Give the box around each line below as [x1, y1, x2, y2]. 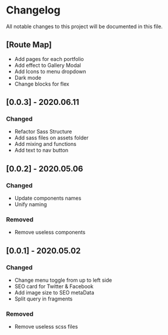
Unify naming [14, 201, 47, 208]
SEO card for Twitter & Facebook [14, 283, 94, 290]
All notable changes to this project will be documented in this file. [6, 23, 163, 30]
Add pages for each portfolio [14, 55, 84, 62]
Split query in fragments [14, 295, 73, 302]
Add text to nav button [14, 147, 69, 154]
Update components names [14, 194, 82, 202]
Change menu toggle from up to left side [14, 276, 113, 284]
